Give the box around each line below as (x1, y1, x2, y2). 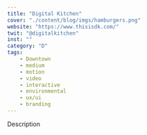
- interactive (19, 81, 60, 88)
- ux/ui (19, 95, 42, 102)
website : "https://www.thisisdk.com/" (7, 23, 119, 30)
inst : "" (7, 36, 33, 43)
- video (19, 74, 42, 82)
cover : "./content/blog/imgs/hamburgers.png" (7, 17, 141, 24)
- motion (19, 68, 45, 75)
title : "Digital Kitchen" (7, 10, 82, 17)
